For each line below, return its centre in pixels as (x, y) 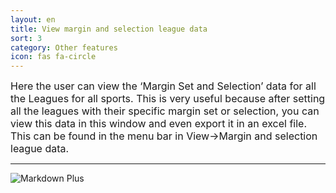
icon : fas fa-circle (53, 57)
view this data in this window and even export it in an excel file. (159, 124)
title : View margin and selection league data (109, 29)
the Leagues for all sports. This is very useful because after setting (168, 99)
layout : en (33, 19)
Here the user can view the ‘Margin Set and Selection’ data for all (163, 86)
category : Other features (64, 47)
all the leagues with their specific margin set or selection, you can (165, 111)
